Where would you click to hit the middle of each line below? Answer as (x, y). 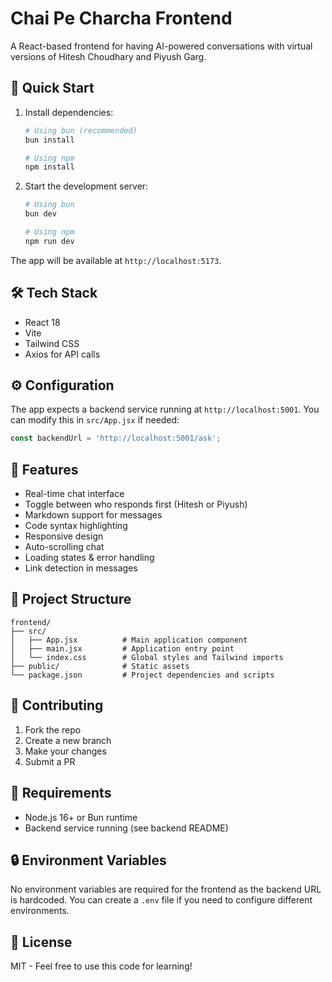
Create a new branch (68, 740)
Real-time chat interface (74, 494)
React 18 (42, 322)
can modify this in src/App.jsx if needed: (95, 420)
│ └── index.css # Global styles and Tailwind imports (147, 657)
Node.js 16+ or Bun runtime (81, 817)
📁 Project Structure (71, 599)
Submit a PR (50, 761)
